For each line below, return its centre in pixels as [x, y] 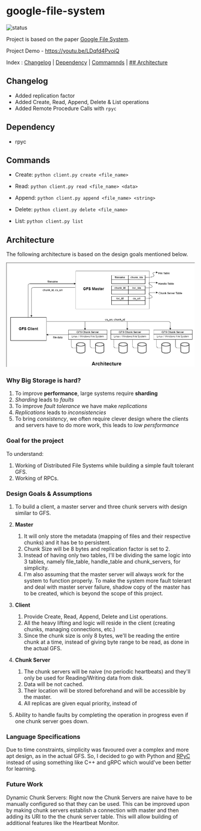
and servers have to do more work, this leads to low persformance [97, 425]
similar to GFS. [33, 513]
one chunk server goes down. [51, 722]
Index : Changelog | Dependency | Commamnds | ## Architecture [87, 62]
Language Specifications [43, 737]
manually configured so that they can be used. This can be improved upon [98, 803]
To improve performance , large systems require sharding [86, 394]
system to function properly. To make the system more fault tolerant [107, 581]
